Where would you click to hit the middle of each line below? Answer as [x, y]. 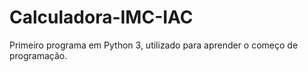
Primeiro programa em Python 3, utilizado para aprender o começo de [154, 45]
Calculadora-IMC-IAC [101, 17]
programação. [38, 55]
